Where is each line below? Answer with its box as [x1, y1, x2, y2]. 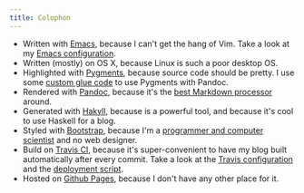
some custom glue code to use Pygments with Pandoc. [22, 76, 229, 87]
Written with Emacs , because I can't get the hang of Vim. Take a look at [22, 38, 290, 49]
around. [22, 96, 53, 107]
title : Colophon [9, 13, 71, 23]
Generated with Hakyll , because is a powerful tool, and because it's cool [22, 105, 294, 116]
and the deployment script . [22, 163, 124, 174]
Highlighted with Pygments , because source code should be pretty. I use [22, 67, 295, 78]
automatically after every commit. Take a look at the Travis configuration [22, 153, 293, 164]
